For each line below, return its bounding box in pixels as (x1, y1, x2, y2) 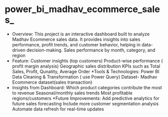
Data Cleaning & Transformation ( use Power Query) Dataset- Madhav (12, 74, 157, 80)
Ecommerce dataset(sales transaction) (12, 79, 93, 85)
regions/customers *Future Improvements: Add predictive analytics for (12, 95, 160, 101)
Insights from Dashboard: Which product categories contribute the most (12, 84, 162, 90)
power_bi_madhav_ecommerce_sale (5, 4, 160, 15)
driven (12, 47, 26, 53)
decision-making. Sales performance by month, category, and (26, 47, 156, 53)
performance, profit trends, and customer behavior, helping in (12, 41, 141, 47)
